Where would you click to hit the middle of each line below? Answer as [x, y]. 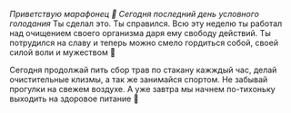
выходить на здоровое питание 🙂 [74, 99]
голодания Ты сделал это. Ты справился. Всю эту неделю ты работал [146, 24]
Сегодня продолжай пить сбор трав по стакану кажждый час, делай [143, 70]
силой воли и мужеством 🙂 [63, 52]
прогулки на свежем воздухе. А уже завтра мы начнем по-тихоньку [142, 89]
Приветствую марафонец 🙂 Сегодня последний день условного [134, 14]
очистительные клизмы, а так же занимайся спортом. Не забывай [139, 80]
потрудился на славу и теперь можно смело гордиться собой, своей [144, 42]
